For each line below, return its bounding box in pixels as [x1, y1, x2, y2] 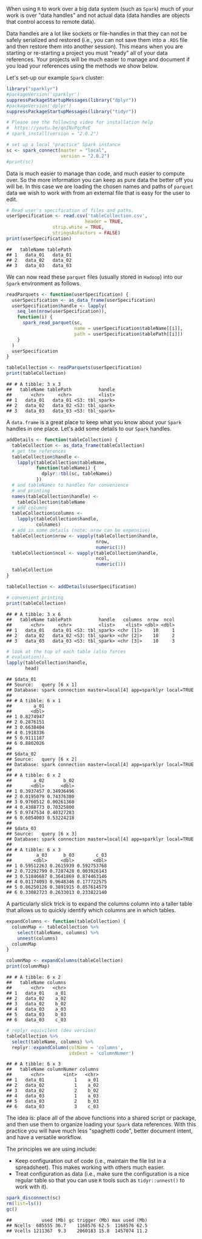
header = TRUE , [84, 218, 123, 225]
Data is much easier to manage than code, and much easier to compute [6, 170, 185, 177]
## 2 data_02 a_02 [6, 996, 67, 1002]
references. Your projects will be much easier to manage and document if [6, 56, 190, 63]
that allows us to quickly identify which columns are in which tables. [6, 907, 176, 913]
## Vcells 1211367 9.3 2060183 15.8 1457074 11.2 [6, 1228, 148, 1234]
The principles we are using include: [6, 1145, 97, 1153]
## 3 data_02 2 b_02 [6, 1087, 99, 1094]
